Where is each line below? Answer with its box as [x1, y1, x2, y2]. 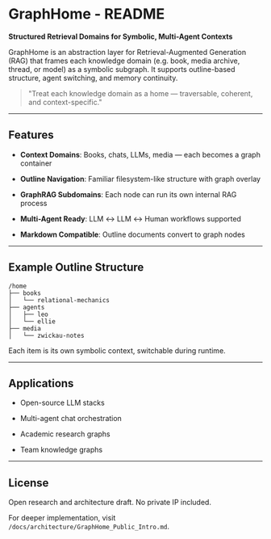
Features [8, 128, 54, 142]
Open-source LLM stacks [19, 398, 105, 408]
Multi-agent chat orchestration [19, 414, 123, 423]
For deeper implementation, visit [8, 513, 116, 523]
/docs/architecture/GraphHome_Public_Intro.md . [8, 522, 170, 532]
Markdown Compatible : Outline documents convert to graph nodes [19, 229, 246, 239]
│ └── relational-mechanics [8, 296, 110, 304]
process [19, 198, 48, 208]
